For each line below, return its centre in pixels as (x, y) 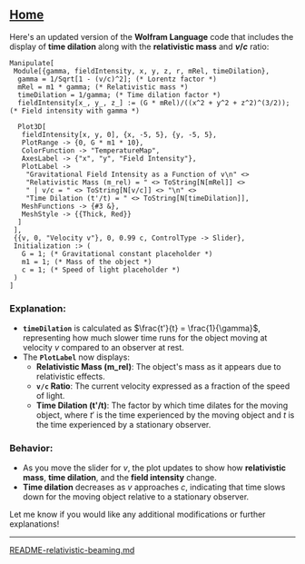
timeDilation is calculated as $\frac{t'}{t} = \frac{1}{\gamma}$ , (142, 328)
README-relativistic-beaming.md (72, 550)
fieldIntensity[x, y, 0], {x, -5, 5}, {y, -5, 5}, (119, 134)
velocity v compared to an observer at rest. (103, 348)
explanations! (34, 524)
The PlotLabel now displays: (76, 357)
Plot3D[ (32, 126)
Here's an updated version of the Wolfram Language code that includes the (152, 36)
